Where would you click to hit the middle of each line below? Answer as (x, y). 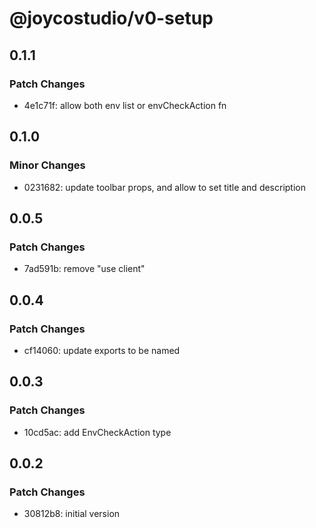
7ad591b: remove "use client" (84, 269)
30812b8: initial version (72, 514)
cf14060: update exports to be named (102, 350)
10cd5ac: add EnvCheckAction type (97, 432)
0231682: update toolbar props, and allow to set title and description (165, 187)
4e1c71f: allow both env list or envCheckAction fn (125, 105)
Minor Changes (47, 165)
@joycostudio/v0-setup (111, 18)
